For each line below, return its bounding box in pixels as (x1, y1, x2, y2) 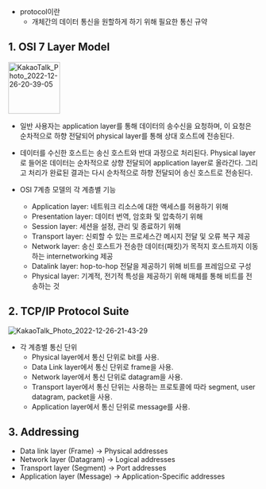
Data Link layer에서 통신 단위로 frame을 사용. (31, 362, 174, 371)
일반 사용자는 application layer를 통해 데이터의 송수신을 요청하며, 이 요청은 (19, 121, 252, 130)
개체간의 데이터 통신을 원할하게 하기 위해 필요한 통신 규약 (31, 17, 208, 26)
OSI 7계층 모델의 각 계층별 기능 (19, 184, 117, 194)
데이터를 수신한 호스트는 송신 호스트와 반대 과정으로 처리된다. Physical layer (19, 148, 256, 157)
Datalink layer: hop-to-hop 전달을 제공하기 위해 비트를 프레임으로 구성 (31, 261, 252, 270)
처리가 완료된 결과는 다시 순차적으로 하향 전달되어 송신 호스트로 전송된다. (28, 168, 253, 177)
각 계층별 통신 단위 (19, 342, 78, 351)
